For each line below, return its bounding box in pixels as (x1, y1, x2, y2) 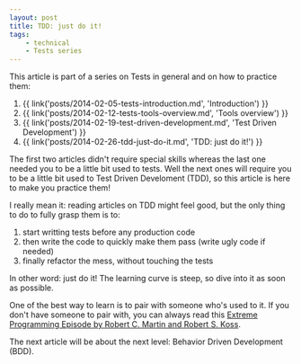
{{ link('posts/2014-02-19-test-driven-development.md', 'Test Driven (22, 118, 277, 129)
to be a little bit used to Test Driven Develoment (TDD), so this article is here (9, 173, 290, 184)
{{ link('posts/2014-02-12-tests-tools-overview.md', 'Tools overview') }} (22, 108, 289, 119)
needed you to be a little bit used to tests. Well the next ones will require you (9, 164, 292, 174)
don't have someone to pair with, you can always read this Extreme (9, 309, 258, 320)
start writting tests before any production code (22, 226, 196, 238)
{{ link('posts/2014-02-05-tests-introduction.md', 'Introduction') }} (22, 98, 270, 109)
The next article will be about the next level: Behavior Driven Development (9, 336, 283, 347)
